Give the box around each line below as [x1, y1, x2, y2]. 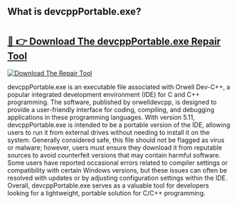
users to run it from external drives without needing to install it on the [7, 128, 210, 136]
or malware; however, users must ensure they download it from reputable [7, 143, 223, 152]
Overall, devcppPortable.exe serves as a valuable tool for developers [7, 181, 209, 190]
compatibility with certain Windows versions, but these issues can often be [7, 166, 228, 174]
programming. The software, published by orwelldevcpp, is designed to [7, 98, 217, 106]
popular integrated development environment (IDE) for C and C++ [7, 91, 200, 98]
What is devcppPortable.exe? [7, 6, 142, 18]
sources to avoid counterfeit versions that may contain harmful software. [7, 151, 221, 159]
